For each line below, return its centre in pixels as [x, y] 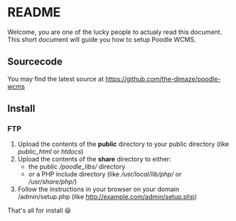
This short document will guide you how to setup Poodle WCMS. [102, 39]
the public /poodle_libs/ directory [77, 166]
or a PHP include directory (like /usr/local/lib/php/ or [105, 174]
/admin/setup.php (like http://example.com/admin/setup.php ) [107, 197]
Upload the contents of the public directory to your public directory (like [123, 144]
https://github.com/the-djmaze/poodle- [163, 79]
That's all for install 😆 [39, 210]
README [34, 12]
